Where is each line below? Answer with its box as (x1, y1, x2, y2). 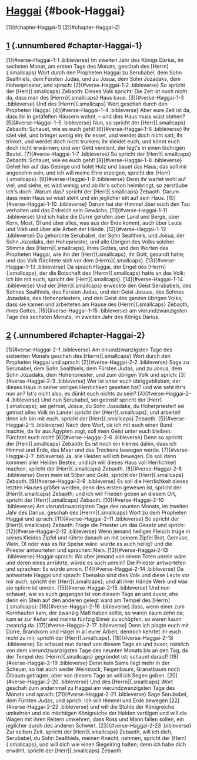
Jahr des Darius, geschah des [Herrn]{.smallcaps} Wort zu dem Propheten (6, 509, 187, 516)
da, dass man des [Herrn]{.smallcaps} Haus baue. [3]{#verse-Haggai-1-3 (6, 94, 184, 101)
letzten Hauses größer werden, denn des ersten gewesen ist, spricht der (6, 483, 182, 491)
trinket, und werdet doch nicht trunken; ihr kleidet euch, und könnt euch (6, 137, 181, 145)
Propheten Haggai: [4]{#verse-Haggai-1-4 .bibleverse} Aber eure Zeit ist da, (6, 106, 191, 113)
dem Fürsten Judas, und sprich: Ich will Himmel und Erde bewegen (6, 697, 169, 704)
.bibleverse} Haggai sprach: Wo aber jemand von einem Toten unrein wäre (6, 552, 186, 560)
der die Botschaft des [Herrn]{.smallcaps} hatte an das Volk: (39, 269, 185, 277)
